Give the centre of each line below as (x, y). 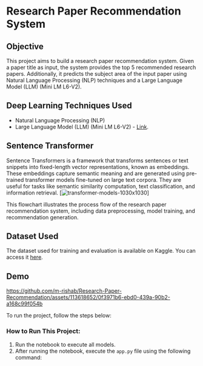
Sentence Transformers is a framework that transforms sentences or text (98, 160)
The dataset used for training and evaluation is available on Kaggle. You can (101, 251)
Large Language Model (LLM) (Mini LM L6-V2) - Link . (82, 127)
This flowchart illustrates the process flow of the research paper (86, 204)
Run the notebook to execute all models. (65, 344)
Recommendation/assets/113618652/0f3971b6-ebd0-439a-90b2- (88, 298)
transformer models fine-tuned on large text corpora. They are (103, 179)
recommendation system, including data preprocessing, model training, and (101, 211)
